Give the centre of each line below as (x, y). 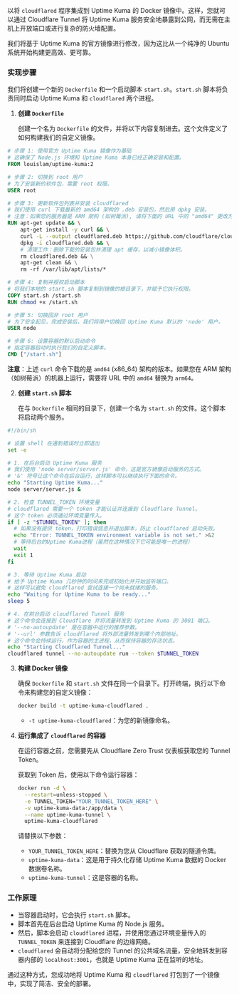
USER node (22, 328)
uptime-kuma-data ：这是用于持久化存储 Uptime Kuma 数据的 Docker (127, 860)
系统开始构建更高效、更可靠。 (51, 52)
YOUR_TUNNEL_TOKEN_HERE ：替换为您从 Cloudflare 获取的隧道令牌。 (124, 851)
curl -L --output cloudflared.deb (71, 236)
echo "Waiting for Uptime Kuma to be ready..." (79, 595)
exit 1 (23, 555)
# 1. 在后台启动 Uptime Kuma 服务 (55, 463)
